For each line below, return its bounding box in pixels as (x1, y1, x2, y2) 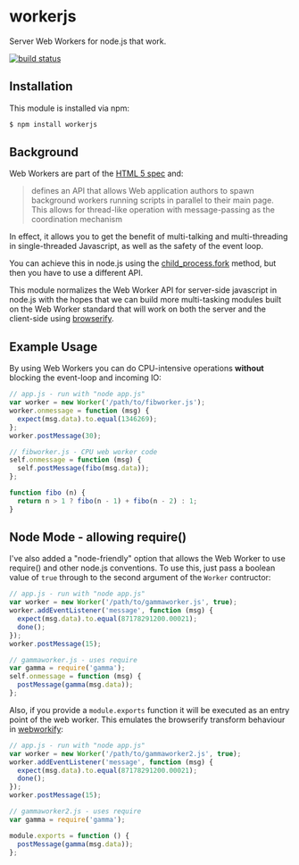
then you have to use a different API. (9, 268, 144, 279)
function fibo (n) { (9, 488, 87, 497)
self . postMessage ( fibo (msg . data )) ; (17, 464, 150, 473)
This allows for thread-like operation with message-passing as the (30, 204, 275, 215)
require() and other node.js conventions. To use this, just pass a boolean (9, 562, 276, 573)
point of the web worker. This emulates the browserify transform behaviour (9, 714, 286, 725)
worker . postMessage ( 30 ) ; (9, 431, 102, 440)
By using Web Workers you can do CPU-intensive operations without (9, 363, 265, 374)
